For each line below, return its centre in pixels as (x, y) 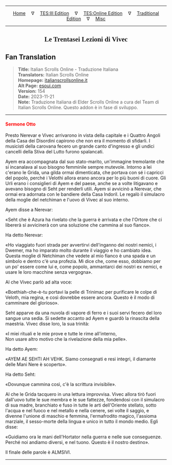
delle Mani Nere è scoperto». (36, 365)
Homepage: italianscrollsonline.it (53, 80)
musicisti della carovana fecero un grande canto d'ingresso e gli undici (80, 146)
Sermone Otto (20, 124)
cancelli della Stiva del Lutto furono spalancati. (55, 152)
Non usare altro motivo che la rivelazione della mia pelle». (66, 339)
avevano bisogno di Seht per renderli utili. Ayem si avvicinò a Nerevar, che (83, 189)
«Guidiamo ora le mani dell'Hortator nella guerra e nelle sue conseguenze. (84, 437)
